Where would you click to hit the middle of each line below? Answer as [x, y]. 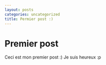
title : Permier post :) [29, 19]
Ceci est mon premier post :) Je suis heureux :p [53, 57]
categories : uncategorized [32, 14]
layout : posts [19, 10]
